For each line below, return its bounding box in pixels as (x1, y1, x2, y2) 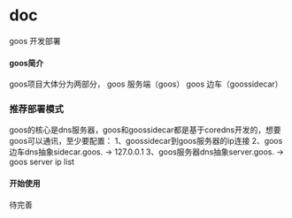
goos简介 (9, 57, 44, 68)
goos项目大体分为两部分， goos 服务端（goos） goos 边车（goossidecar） (9, 79, 283, 89)
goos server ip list (9, 156, 75, 168)
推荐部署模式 (9, 103, 65, 116)
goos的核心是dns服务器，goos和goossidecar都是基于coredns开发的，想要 (9, 124, 281, 135)
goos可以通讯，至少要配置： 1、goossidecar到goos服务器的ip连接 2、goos (9, 136, 283, 147)
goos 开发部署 (9, 35, 61, 46)
